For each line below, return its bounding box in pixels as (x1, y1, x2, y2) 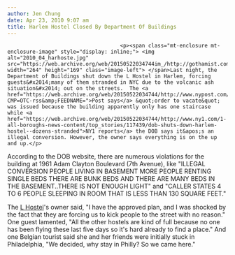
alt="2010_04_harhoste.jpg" (7, 54, 90, 61)
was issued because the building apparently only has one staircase (7, 103, 211, 110)
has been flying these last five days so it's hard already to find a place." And (7, 225, 227, 234)
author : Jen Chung (7, 10, 61, 17)
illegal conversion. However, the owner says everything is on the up (7, 134, 218, 141)
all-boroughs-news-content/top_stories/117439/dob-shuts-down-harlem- (7, 122, 218, 129)
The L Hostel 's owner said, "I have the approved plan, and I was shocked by (7, 203, 226, 212)
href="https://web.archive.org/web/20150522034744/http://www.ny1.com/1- (7, 116, 227, 123)
